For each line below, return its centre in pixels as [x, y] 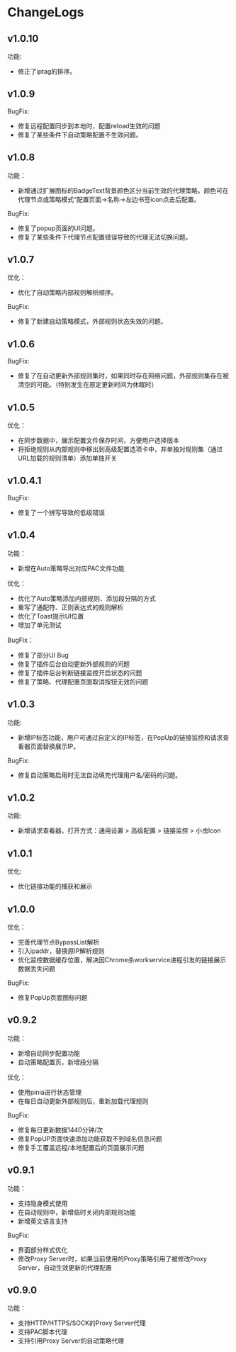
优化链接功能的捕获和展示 [55, 886]
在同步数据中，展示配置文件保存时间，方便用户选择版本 [98, 441]
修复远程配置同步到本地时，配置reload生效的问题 [89, 125]
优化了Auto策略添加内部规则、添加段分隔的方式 [86, 598]
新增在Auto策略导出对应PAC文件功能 [71, 568]
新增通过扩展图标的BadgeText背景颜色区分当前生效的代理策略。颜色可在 [123, 190]
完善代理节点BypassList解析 [58, 942]
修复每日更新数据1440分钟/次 [60, 1130]
